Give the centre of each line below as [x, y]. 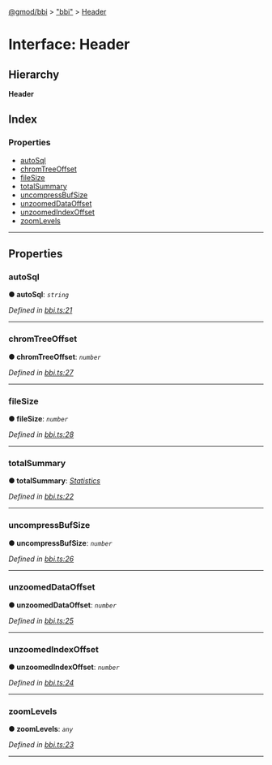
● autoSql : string [39, 295]
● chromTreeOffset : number [55, 357]
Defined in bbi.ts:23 [41, 745]
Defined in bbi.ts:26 [41, 559]
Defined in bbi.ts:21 [40, 310]
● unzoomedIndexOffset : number [64, 667]
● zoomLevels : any [41, 729]
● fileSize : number [38, 418]
